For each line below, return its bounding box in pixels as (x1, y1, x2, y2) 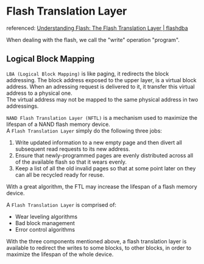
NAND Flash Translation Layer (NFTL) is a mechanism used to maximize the (6, 114, 198, 121)
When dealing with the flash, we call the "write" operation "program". (6, 36, 180, 43)
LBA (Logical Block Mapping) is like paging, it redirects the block (6, 70, 169, 77)
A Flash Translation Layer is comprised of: (6, 201, 117, 208)
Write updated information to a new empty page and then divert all (15, 139, 183, 146)
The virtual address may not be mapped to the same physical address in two (6, 96, 199, 103)
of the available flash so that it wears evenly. (15, 158, 127, 165)
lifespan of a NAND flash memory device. (6, 120, 111, 128)
